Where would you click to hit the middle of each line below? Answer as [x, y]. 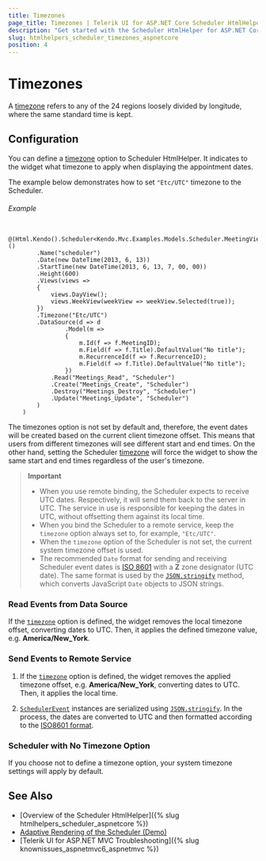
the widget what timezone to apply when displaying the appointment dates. [131, 166]
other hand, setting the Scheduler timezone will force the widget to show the [133, 453]
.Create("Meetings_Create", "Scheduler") [120, 385]
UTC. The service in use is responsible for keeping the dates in [142, 508]
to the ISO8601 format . [57, 725]
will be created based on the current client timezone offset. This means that [132, 435]
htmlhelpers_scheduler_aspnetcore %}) [84, 823]
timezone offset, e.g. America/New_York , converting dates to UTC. [129, 685]
